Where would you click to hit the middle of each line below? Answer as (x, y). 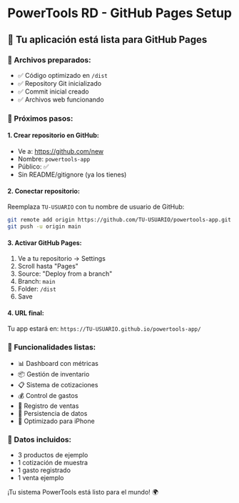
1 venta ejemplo (41, 477)
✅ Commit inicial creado (53, 91)
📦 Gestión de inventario (54, 374)
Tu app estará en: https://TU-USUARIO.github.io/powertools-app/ (104, 329)
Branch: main (36, 282)
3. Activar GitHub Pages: (45, 243)
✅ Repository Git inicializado (60, 83)
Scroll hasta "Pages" (48, 267)
